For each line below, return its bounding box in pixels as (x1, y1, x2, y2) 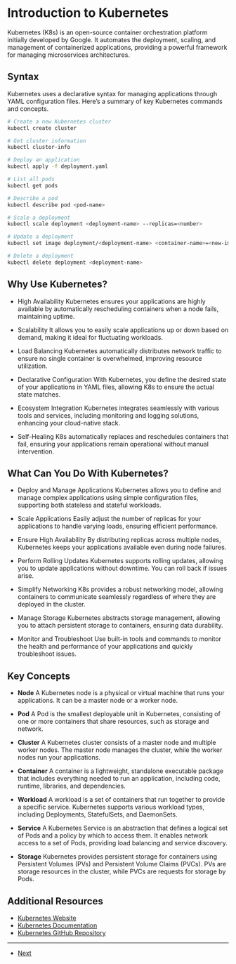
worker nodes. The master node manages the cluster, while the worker (17, 746, 223, 754)
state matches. (17, 390, 61, 398)
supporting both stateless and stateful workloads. (17, 501, 162, 510)
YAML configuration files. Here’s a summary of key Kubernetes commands (7, 97, 223, 105)
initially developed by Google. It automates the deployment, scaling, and (7, 35, 216, 44)
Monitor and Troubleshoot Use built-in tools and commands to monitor (17, 635, 222, 643)
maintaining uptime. (17, 312, 75, 320)
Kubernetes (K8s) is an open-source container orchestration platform (7, 28, 208, 37)
